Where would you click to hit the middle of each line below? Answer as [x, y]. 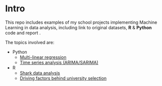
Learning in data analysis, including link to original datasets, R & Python [79, 27]
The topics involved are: [30, 42]
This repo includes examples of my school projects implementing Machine [81, 22]
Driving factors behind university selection [63, 78]
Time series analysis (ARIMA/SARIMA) [59, 62]
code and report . [23, 33]
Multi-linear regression [43, 57]
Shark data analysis [40, 73]
